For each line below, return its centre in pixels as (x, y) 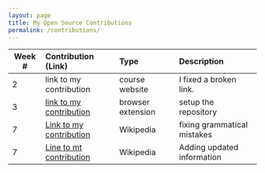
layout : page (30, 15)
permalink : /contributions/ (54, 30)
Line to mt (64, 148)
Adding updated (209, 148)
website (134, 90)
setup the (196, 102)
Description (201, 61)
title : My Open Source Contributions (70, 23)
